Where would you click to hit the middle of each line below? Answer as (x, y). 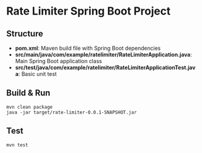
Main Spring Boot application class (58, 61)
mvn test (17, 145)
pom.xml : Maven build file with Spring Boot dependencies (88, 48)
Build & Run (28, 93)
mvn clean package (29, 107)
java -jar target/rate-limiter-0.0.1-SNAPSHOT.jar (72, 112)
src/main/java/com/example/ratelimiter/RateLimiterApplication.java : (103, 55)
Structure (25, 34)
